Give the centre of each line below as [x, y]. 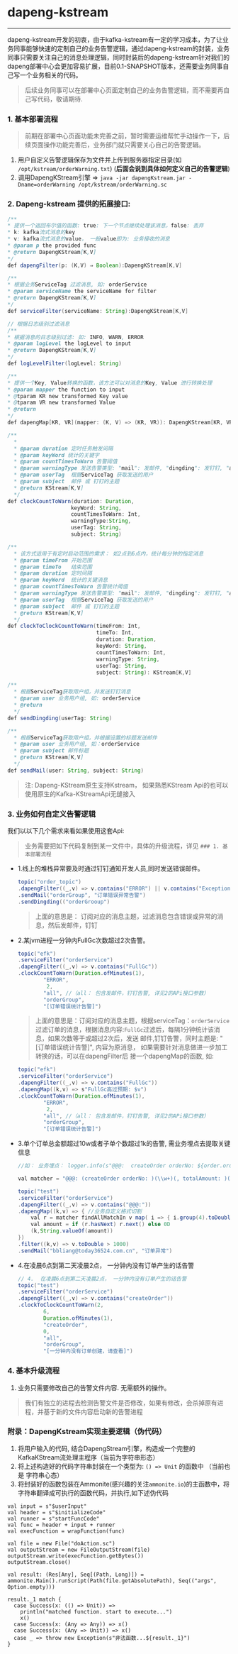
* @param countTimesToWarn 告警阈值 [66, 462]
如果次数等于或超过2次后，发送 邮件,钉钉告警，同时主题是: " [135, 1038]
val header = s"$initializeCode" [57, 1512]
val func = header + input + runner [61, 1525]
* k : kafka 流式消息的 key [41, 232]
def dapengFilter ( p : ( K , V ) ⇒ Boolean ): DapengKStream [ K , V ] [95, 265]
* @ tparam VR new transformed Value [61, 403]
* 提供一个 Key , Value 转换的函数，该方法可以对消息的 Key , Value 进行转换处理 [110, 383]
